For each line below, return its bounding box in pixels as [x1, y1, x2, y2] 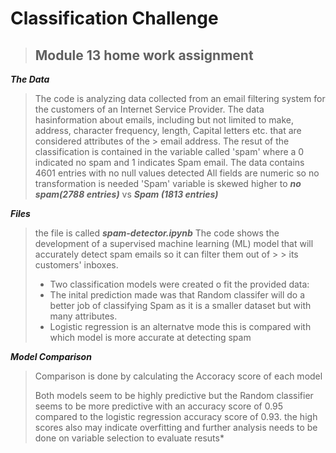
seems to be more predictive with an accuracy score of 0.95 [34, 400, 284, 412]
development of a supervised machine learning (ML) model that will [34, 238, 314, 249]
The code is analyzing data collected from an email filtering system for [34, 93, 326, 104]
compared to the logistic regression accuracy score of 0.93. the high [34, 411, 318, 422]
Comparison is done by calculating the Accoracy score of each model [34, 370, 323, 382]
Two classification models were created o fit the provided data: [49, 278, 310, 290]
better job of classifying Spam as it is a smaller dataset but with [49, 300, 312, 311]
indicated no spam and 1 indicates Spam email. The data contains [34, 157, 305, 168]
